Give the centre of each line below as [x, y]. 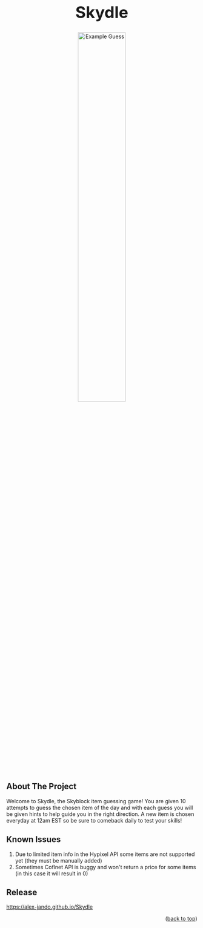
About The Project [42, 787]
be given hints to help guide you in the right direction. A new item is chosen [100, 814]
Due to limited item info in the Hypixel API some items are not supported [105, 854]
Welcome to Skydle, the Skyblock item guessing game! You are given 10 [96, 801]
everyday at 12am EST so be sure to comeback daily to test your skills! [94, 820]
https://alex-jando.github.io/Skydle [49, 907]
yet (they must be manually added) [58, 860]
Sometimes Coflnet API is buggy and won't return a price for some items [105, 867]
